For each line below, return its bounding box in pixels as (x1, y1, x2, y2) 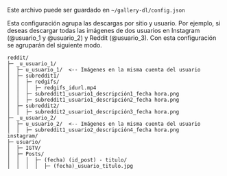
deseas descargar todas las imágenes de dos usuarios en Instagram (7, 27, 200, 34)
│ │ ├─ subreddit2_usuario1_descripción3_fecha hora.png (7, 109, 180, 115)
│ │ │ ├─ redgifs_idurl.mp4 (7, 85, 97, 91)
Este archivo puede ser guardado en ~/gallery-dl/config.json (7, 6, 185, 14)
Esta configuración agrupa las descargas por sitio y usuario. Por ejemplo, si (7, 19, 221, 27)
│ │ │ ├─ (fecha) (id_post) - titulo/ (7, 157, 128, 164)
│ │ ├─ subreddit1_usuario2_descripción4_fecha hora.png (7, 126, 180, 133)
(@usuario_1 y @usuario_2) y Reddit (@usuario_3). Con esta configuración (7, 34, 217, 42)
